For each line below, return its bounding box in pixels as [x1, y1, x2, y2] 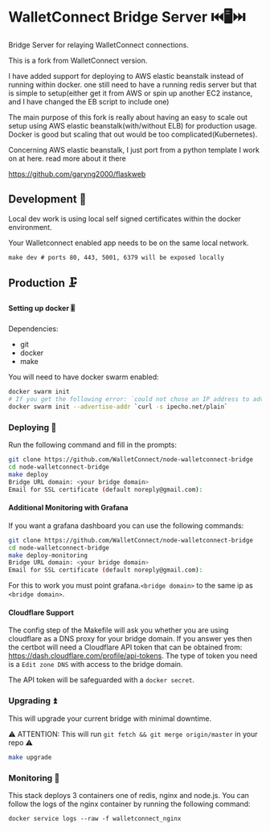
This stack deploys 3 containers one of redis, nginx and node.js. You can [8, 790, 249, 800]
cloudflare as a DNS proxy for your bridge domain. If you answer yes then [8, 634, 252, 644]
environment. [8, 222, 52, 231]
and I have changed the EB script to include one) [8, 96, 170, 106]
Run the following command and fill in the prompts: [8, 440, 177, 450]
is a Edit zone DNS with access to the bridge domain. [8, 660, 183, 669]
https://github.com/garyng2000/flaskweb [8, 169, 146, 178]
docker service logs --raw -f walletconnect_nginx [8, 814, 182, 822]
